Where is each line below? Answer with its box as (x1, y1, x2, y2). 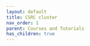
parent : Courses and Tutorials (6, 25, 85, 32)
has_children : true (6, 31, 55, 37)
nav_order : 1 (6, 20, 39, 26)
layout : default (6, 8, 47, 15)
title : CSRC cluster (6, 14, 58, 20)
